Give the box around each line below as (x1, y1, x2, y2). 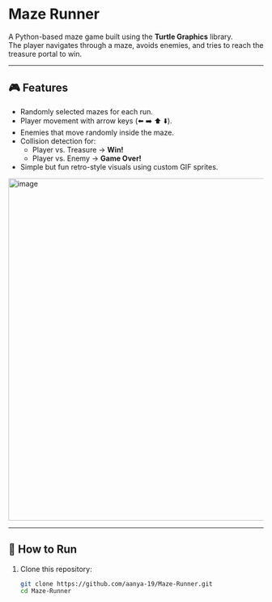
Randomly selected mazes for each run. (19, 106, 154, 116)
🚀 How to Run (8, 543, 78, 557)
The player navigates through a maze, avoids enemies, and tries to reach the (8, 40, 264, 49)
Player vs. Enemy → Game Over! (32, 153, 142, 163)
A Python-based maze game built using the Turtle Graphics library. (8, 32, 233, 41)
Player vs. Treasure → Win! (32, 144, 124, 154)
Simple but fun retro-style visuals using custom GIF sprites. (19, 161, 219, 171)
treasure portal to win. (8, 49, 83, 58)
